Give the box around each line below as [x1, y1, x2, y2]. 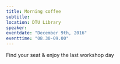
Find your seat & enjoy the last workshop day [6, 52, 115, 58]
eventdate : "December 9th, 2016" [6, 30, 87, 36]
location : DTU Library [6, 19, 61, 25]
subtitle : [6, 14, 30, 20]
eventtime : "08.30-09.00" [6, 35, 69, 41]
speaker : [6, 24, 27, 31]
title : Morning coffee [6, 8, 61, 15]
